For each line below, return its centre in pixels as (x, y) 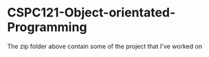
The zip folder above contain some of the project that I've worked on (104, 46)
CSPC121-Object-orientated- (91, 13)
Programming (47, 27)
